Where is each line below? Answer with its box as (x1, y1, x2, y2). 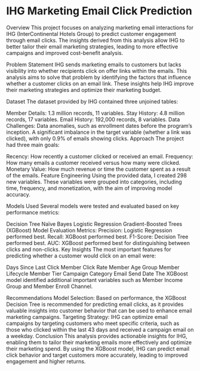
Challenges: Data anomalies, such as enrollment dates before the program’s (6, 122, 193, 129)
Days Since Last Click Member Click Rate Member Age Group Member (6, 263, 180, 271)
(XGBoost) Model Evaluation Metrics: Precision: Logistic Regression (6, 226, 173, 234)
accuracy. (6, 191, 31, 198)
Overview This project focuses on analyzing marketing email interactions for (6, 24, 194, 31)
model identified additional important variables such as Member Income (6, 276, 183, 283)
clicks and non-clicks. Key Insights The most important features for (6, 246, 171, 253)
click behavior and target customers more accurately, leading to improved (6, 351, 188, 358)
